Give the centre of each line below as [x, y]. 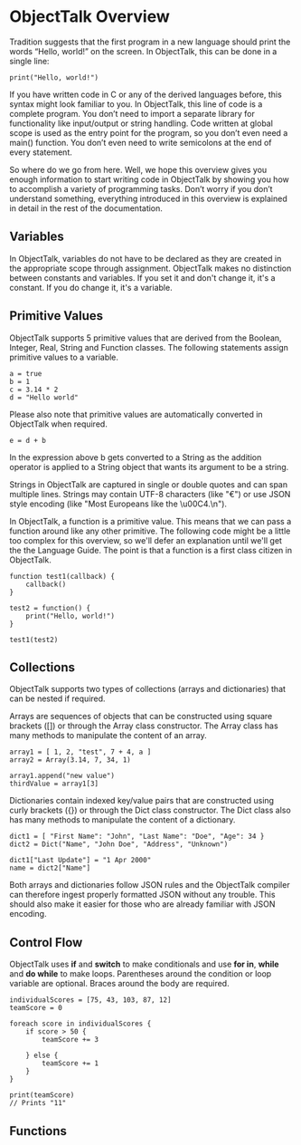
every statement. [41, 152]
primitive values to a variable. [64, 357]
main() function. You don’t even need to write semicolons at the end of [141, 142]
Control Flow [46, 943]
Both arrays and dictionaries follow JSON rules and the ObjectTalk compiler [150, 885]
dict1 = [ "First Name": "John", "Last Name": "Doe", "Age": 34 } [137, 837]
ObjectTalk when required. [59, 424]
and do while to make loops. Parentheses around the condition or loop [141, 974]
